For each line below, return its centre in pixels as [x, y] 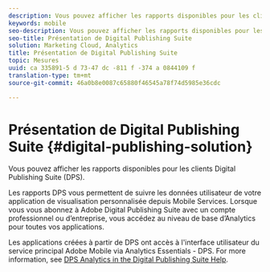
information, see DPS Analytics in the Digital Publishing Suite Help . [119, 260]
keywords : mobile [37, 23]
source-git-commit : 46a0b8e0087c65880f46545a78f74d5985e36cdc [115, 83]
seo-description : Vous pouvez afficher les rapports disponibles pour [129, 30]
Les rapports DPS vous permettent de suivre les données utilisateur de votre [135, 193]
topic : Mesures [34, 61]
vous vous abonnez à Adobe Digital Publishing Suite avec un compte [122, 210]
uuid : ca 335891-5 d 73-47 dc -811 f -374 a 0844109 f [102, 68]
